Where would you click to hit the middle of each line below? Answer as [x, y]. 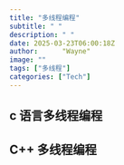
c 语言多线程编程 [56, 116]
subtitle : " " [36, 26]
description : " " [42, 34]
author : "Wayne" [50, 52]
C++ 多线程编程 [53, 149]
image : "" [28, 60]
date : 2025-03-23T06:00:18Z [62, 43]
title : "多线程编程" [44, 18]
